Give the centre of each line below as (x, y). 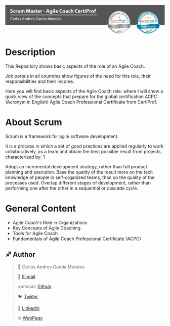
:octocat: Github (34, 286)
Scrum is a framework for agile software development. (62, 136)
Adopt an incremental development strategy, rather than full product (76, 166)
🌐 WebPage (30, 318)
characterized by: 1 (25, 157)
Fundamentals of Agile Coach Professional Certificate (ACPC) (77, 239)
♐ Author (20, 254)
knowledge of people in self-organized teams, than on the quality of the (80, 177)
